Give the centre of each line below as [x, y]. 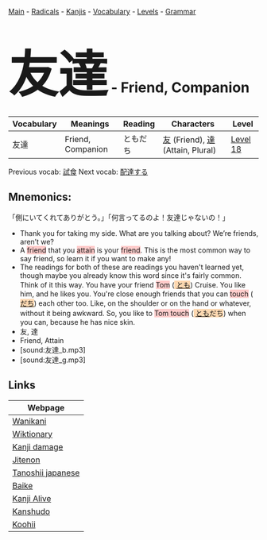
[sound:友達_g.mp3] [52, 360]
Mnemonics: [40, 197]
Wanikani [29, 421]
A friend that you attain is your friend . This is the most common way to [135, 250]
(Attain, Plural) [190, 150]
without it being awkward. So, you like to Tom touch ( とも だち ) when [133, 313]
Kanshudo [31, 511]
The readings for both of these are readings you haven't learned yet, [132, 267]
